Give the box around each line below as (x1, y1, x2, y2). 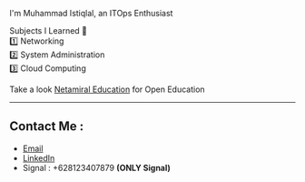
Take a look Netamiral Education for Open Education (9, 84, 206, 95)
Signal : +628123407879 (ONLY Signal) (22, 162, 171, 173)
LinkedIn (22, 152, 55, 163)
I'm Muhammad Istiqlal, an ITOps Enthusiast (9, 8, 173, 18)
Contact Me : (9, 118, 84, 135)
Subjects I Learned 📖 (9, 25, 88, 35)
